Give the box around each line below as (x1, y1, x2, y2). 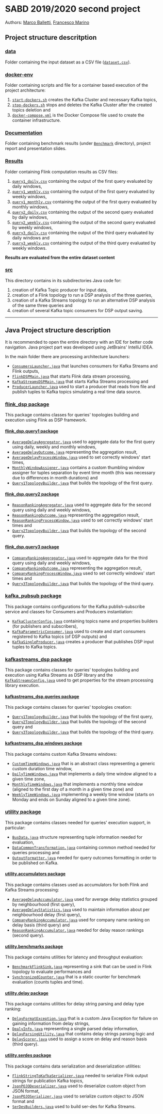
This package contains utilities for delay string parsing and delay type (5, 1001, 145, 1007)
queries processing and (12, 849, 60, 855)
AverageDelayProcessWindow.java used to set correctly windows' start (12, 454, 151, 460)
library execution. (5, 683, 40, 688)
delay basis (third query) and (12, 922, 70, 928)
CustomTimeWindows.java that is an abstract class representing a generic (12, 760, 155, 766)
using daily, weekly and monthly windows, (12, 444, 97, 450)
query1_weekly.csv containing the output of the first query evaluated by (12, 188, 155, 194)
